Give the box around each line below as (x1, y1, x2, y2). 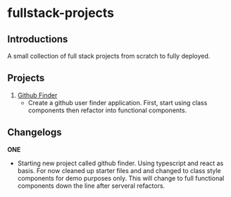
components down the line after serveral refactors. (17, 181, 166, 190)
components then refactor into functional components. (27, 106, 187, 114)
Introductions (7, 33, 68, 45)
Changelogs (7, 126, 62, 138)
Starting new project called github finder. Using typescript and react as (17, 159, 224, 167)
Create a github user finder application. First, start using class (27, 98, 208, 107)
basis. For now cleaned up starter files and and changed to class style (17, 166, 221, 174)
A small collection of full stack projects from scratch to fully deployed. (7, 52, 211, 60)
